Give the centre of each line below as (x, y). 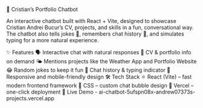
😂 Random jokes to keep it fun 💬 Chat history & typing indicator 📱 (89, 70)
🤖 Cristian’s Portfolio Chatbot (42, 9)
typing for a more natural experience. (53, 40)
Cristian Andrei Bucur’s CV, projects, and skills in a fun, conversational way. (100, 27)
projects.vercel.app (30, 98)
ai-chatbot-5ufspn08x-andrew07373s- (147, 92)
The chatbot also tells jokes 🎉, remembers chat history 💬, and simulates (95, 34)
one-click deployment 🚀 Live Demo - (52, 92)
